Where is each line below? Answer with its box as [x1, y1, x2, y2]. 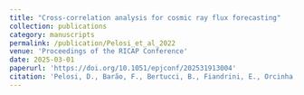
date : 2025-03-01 [9, 55, 75, 64]
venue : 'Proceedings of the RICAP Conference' [9, 47, 188, 56]
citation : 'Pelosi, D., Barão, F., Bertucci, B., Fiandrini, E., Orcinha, [9, 72, 298, 81]
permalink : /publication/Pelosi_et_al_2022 [9, 38, 176, 48]
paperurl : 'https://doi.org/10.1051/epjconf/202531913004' [9, 64, 237, 73]
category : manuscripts [9, 30, 95, 39]
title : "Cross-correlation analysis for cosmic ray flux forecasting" [9, 13, 281, 23]
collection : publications [9, 22, 107, 31]
